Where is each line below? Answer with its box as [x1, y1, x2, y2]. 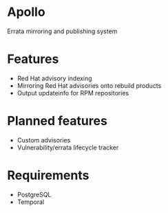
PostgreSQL [17, 190, 52, 198]
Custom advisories [17, 136, 71, 144]
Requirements [7, 167, 90, 183]
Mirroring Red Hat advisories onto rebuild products [17, 81, 162, 90]
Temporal [17, 198, 45, 206]
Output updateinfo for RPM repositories [17, 89, 129, 97]
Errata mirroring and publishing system [7, 27, 118, 35]
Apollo [7, 4, 46, 20]
